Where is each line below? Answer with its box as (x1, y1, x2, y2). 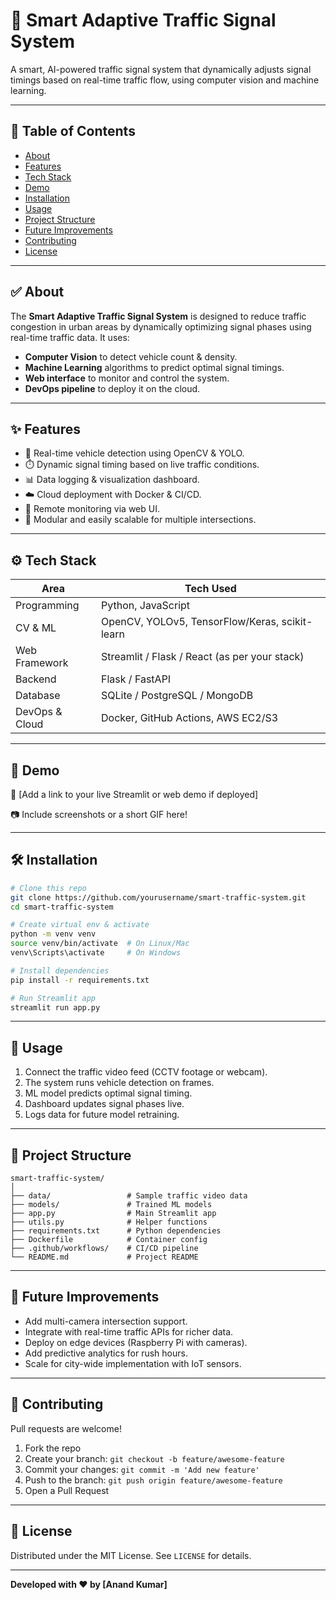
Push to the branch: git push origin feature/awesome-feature (24, 1474, 283, 1486)
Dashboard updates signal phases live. (24, 1098, 185, 1110)
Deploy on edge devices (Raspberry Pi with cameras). (24, 1336, 248, 1348)
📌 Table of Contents (10, 123, 136, 140)
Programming (15, 599, 80, 613)
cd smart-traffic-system (10, 902, 114, 912)
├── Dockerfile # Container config (10, 1235, 208, 1245)
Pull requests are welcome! (10, 1422, 122, 1434)
